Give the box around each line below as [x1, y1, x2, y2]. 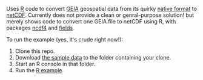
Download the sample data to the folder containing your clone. [15, 54, 171, 61]
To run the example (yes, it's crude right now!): [6, 36, 123, 43]
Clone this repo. [15, 48, 55, 55]
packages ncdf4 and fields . [6, 24, 75, 31]
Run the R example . [15, 67, 64, 74]
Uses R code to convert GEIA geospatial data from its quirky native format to [6, 5, 197, 12]
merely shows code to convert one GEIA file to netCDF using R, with [6, 18, 176, 25]
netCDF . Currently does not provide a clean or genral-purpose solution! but [6, 11, 195, 19]
